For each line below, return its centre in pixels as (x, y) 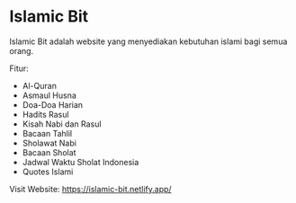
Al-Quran (39, 85)
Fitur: (19, 68)
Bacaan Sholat (49, 152)
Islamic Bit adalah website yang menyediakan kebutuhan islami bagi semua (148, 41)
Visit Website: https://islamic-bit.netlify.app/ (91, 189)
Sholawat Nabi (49, 143)
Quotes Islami (48, 172)
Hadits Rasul (45, 114)
